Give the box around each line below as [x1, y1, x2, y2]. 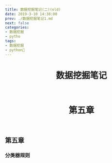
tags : [5, 39, 16, 44]
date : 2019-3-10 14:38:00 [5, 12, 57, 16]
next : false [5, 20, 29, 26]
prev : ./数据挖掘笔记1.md [5, 16, 53, 21]
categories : [5, 25, 29, 30]
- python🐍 [5, 47, 25, 52]
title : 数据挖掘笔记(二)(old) [5, 7, 61, 12]
